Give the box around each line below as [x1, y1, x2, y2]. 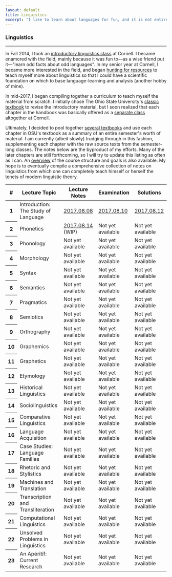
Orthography [19, 328, 51, 335]
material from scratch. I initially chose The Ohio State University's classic [5, 98, 159, 104]
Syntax [19, 269, 37, 276]
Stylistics [19, 470, 42, 477]
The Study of [19, 207, 51, 214]
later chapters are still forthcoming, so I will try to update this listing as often [5, 152, 165, 158]
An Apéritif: [19, 550, 47, 557]
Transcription [19, 493, 52, 500]
